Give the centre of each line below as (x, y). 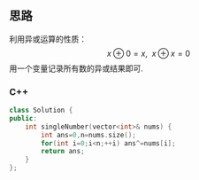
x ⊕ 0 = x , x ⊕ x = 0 (149, 53)
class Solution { (41, 110)
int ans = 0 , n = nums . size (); (89, 135)
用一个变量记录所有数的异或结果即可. (77, 68)
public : (23, 118)
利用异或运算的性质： (48, 39)
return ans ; (63, 152)
